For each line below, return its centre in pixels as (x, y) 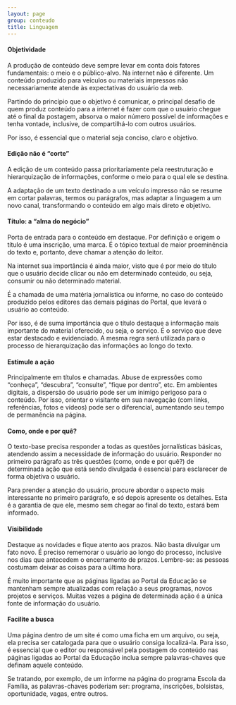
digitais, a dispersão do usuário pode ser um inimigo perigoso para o (107, 393)
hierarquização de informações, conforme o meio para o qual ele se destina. (118, 176)
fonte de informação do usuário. (54, 603)
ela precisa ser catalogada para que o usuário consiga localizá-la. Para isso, (118, 642)
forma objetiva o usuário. (44, 477)
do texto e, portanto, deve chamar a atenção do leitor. (85, 252)
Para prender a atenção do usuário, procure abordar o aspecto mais (106, 490)
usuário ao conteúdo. (38, 309)
